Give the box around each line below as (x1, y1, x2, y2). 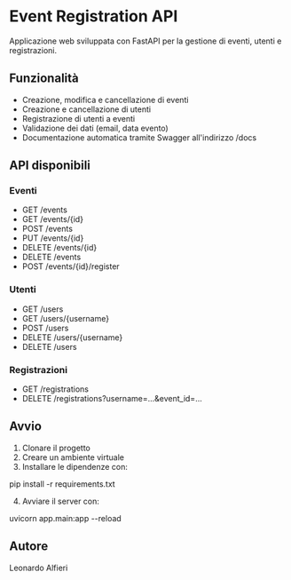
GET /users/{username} (21, 313, 109, 323)
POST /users (21, 322, 69, 333)
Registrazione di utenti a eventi (21, 113, 136, 123)
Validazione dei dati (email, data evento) (21, 123, 169, 133)
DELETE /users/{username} (21, 331, 123, 343)
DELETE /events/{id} (21, 242, 98, 253)
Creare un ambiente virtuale (21, 451, 124, 463)
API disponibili (9, 158, 91, 173)
